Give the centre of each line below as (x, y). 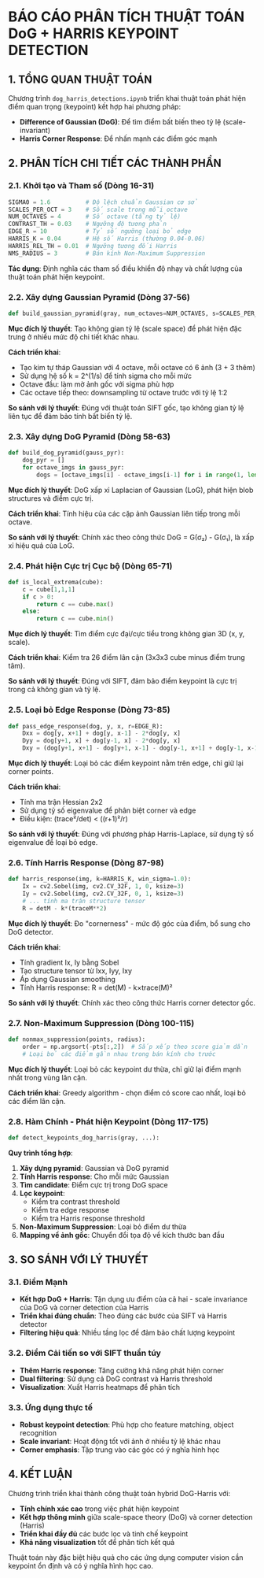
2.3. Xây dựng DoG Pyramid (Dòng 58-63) (90, 436)
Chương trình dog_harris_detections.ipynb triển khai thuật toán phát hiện (127, 98)
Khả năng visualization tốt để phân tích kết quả (97, 1542)
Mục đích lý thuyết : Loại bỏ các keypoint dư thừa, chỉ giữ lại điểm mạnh (125, 1069)
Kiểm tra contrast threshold (75, 1202)
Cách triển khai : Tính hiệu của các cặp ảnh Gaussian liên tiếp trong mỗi (124, 513)
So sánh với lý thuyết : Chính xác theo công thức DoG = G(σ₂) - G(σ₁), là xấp (131, 537)
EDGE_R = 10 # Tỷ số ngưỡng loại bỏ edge (100, 232)
